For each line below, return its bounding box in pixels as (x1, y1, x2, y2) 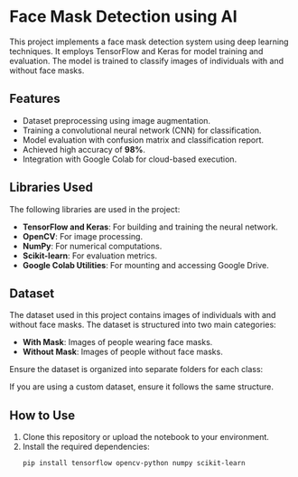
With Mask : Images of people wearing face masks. (22, 337, 213, 348)
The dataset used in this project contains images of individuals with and (9, 310, 276, 321)
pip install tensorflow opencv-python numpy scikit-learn (22, 459, 246, 468)
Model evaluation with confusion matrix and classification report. (22, 134, 265, 145)
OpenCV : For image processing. (22, 230, 143, 241)
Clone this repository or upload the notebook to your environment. (22, 432, 269, 443)
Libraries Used (9, 180, 93, 195)
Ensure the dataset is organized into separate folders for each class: (9, 364, 264, 375)
